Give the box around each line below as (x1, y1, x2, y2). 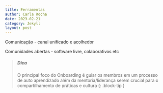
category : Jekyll (5, 21, 41, 26)
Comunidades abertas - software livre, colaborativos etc (5, 49, 119, 55)
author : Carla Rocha (5, 12, 48, 17)
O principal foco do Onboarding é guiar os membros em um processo (17, 72, 158, 78)
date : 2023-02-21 (5, 16, 41, 21)
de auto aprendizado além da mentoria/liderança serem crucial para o (17, 77, 159, 84)
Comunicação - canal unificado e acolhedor (5, 39, 94, 45)
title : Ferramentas (5, 7, 45, 12)
